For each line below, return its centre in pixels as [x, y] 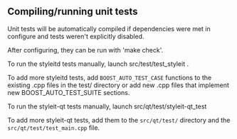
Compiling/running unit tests [73, 12]
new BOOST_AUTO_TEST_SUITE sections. [69, 92]
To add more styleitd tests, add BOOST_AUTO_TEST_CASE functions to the [110, 77]
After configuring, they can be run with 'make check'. [85, 50]
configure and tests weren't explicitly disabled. [76, 36]
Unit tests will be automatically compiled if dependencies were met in [109, 28]
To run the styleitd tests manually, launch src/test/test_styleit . [98, 64]
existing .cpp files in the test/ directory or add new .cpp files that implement [118, 85]
